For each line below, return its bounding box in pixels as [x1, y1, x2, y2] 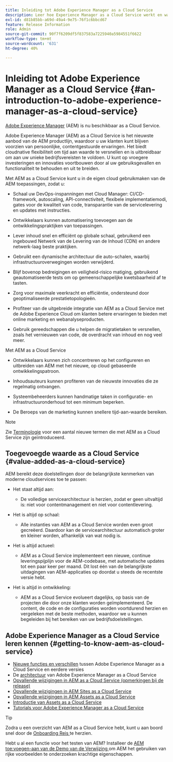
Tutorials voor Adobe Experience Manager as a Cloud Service [12, 705, 144, 711]
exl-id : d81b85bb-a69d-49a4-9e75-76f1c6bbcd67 [5, 17, 107, 22]
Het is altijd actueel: [12, 543, 55, 549]
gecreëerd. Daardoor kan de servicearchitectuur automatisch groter [20, 527, 165, 533]
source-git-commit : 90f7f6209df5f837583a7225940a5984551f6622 [5, 31, 142, 37]
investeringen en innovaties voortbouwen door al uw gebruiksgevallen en [5, 160, 161, 166]
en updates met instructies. [12, 207, 71, 213]
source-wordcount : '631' [5, 41, 59, 46]
